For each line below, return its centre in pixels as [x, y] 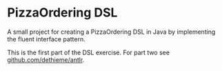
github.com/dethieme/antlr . [46, 59]
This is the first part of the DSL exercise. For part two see [89, 52]
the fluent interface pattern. [46, 39]
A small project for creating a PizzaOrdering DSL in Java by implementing [111, 32]
